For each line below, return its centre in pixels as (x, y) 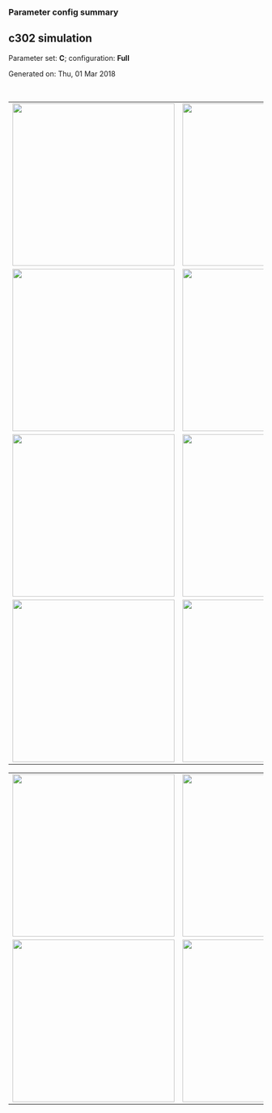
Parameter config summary (64, 12)
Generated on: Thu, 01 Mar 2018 (62, 73)
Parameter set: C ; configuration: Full (69, 58)
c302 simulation (51, 39)
